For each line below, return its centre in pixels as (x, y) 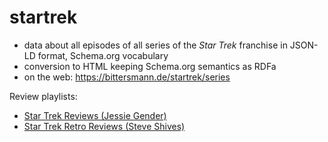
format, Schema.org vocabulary (103, 55)
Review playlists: (43, 96)
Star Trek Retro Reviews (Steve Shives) (104, 126)
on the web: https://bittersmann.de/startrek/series (127, 77)
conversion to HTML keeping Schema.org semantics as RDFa (150, 66)
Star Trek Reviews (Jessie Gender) (95, 115)
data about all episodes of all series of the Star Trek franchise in (155, 45)
